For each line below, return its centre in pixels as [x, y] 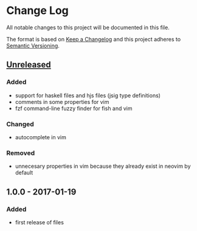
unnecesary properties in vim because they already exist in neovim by [103, 166]
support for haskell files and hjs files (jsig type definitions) [88, 95]
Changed [20, 124]
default [24, 173]
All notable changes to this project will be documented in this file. [88, 27]
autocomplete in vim [41, 137]
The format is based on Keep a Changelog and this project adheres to [94, 39]
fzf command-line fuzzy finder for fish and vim [74, 108]
